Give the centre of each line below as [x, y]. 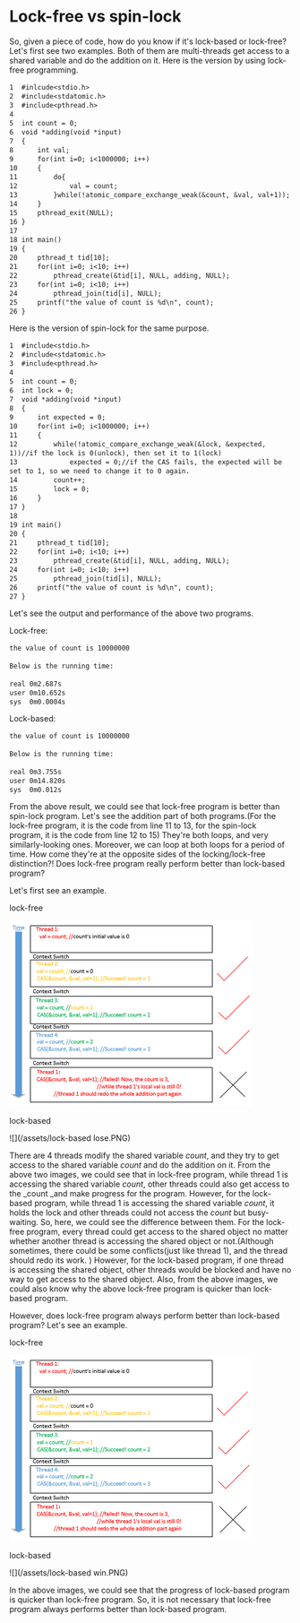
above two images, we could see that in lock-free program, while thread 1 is [149, 1174]
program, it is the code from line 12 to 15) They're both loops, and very [139, 834]
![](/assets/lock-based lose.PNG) [70, 1138]
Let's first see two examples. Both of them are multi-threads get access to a [150, 50]
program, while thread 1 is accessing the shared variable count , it [154, 1203]
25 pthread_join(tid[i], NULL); [86, 578]
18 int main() [36, 239]
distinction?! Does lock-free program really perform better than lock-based [147, 863]
